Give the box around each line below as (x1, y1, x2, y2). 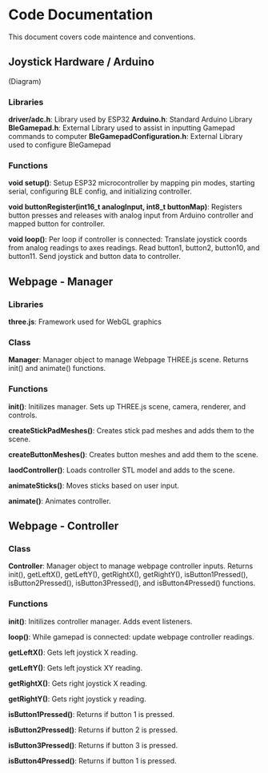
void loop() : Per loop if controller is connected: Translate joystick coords (8, 234, 248, 245)
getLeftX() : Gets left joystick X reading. (8, 647, 138, 657)
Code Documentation (8, 6, 154, 24)
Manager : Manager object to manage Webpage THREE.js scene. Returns (8, 355, 250, 365)
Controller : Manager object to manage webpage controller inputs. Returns (8, 561, 254, 571)
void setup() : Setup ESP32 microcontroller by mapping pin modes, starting (8, 178, 255, 188)
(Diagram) (8, 76, 42, 86)
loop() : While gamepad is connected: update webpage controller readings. (8, 632, 254, 641)
